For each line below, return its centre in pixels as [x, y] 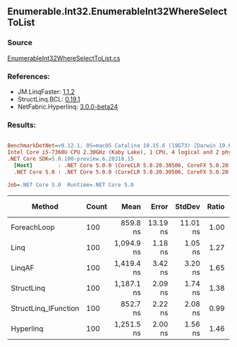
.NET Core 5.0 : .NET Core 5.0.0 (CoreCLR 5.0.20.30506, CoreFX [110, 172]
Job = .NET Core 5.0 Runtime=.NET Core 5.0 [71, 185]
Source [20, 43]
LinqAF [23, 267]
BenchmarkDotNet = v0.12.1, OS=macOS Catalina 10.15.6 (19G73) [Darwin [112, 146]
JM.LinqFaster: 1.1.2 [46, 92]
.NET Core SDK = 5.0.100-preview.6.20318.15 [71, 159]
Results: [22, 125]
